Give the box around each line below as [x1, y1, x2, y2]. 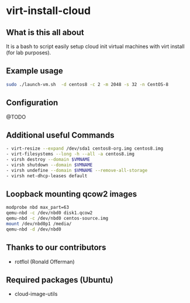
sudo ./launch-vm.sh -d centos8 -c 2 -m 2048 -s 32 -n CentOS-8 [6, 81, 168, 87]
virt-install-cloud [6, 4, 91, 18]
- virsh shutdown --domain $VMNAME [6, 162, 93, 168]
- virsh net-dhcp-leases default [6, 173, 88, 179]
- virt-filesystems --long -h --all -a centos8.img [6, 151, 134, 157]
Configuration [6, 98, 58, 108]
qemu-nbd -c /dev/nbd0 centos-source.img [6, 215, 109, 222]
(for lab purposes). [6, 49, 51, 56]
